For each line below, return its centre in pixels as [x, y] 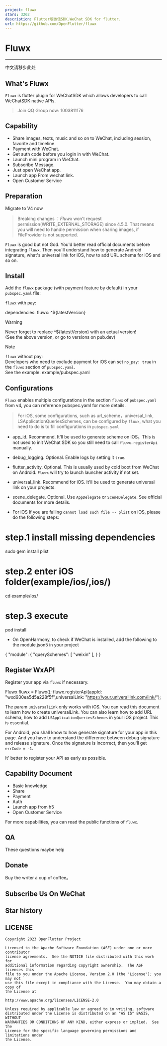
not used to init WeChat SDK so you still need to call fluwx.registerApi [85, 442]
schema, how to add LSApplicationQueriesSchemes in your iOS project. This [82, 717]
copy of [13, 987]
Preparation [24, 196]
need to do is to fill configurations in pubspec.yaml [68, 426]
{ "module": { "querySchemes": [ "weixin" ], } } [53, 654]
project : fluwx [21, 10]
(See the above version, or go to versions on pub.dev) [60, 337]
